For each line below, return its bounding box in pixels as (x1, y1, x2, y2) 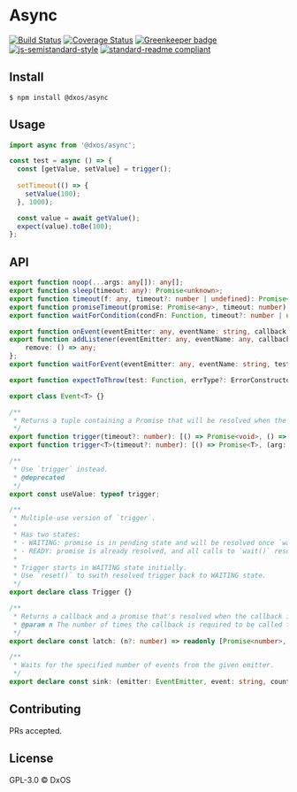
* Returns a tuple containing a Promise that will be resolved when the (12, 416, 287, 425)
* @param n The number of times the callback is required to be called (12, 620, 283, 629)
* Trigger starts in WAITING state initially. (12, 563, 188, 572)
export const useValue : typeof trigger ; (9, 489, 161, 498)
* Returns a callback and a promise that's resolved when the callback (12, 611, 283, 620)
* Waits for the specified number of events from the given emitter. (12, 661, 275, 670)
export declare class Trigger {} (9, 588, 133, 597)
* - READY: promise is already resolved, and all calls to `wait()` (12, 546, 271, 556)
